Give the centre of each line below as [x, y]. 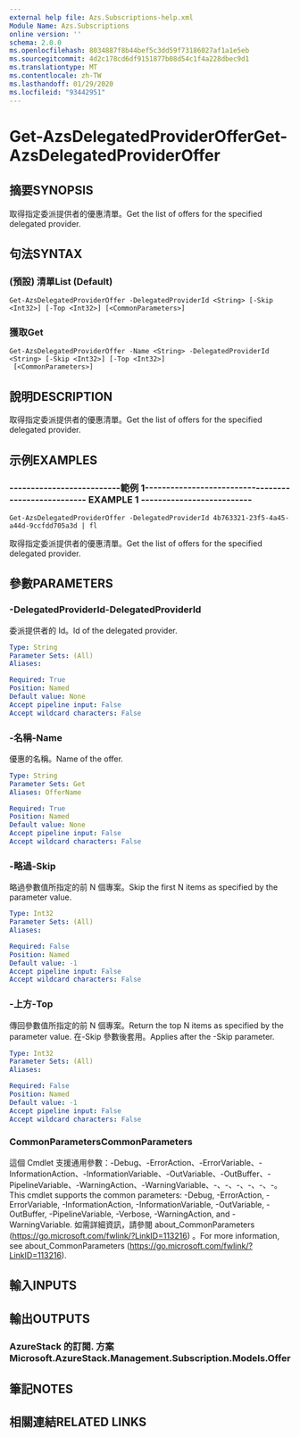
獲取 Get [26, 333]
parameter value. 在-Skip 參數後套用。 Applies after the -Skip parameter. [142, 1036]
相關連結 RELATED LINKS [78, 1422]
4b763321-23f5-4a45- [251, 518]
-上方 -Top [31, 1004]
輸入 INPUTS [43, 1286]
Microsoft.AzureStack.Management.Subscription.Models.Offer [150, 1358]
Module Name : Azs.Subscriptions [69, 26]
